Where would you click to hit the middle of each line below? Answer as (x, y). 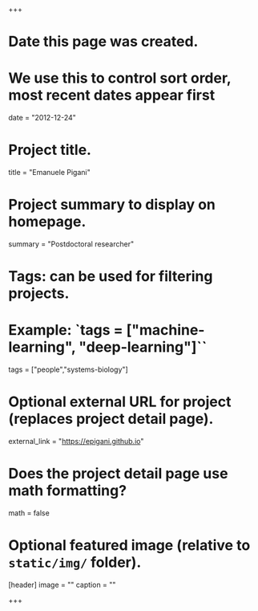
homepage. (47, 222)
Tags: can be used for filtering (111, 277)
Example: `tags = (66, 330)
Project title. (50, 150)
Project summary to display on (112, 205)
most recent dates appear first (112, 95)
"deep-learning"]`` (143, 347)
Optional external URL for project (120, 402)
